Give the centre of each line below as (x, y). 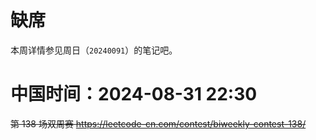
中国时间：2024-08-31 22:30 (134, 94)
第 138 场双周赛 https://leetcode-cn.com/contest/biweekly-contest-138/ (158, 123)
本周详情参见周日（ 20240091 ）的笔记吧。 (94, 50)
